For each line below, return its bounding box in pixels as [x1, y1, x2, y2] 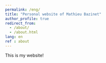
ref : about [5, 39, 29, 44]
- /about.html [9, 30, 38, 35]
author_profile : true [5, 16, 49, 21]
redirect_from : [5, 21, 36, 26]
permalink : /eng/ [5, 7, 41, 12]
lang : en [5, 35, 23, 40]
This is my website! [5, 52, 44, 58]
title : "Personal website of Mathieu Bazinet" [5, 12, 102, 17]
